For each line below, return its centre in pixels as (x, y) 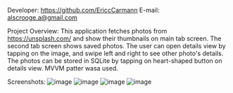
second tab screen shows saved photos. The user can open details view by (117, 46)
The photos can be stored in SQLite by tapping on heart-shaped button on (115, 61)
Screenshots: (26, 82)
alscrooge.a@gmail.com (42, 17)
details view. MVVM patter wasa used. (63, 68)
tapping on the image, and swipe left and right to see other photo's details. (115, 53)
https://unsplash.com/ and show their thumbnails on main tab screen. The (114, 38)
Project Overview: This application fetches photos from (87, 31)
